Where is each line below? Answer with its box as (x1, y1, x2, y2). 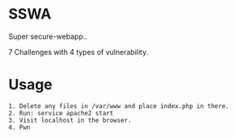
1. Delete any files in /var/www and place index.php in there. (8, 102, 230, 110)
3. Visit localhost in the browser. (8, 116, 132, 124)
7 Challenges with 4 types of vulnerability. (8, 47, 149, 56)
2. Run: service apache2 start (8, 109, 114, 117)
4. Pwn (8, 123, 31, 132)
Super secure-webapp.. (8, 31, 87, 41)
